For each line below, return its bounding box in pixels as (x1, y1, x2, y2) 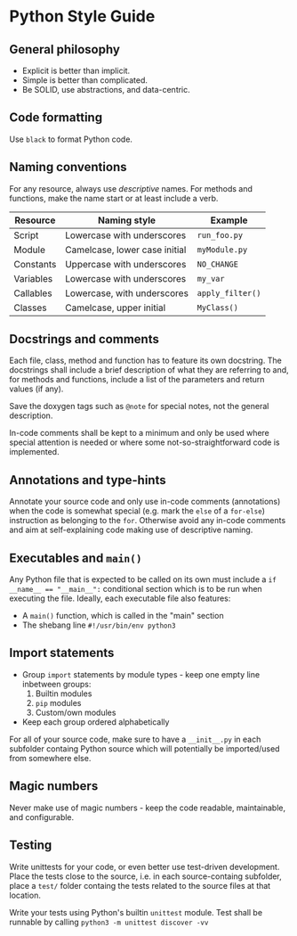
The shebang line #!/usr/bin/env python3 (21, 620, 176, 630)
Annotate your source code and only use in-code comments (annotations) (9, 497, 281, 507)
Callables (13, 287, 52, 300)
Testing (9, 838, 52, 853)
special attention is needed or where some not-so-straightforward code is (9, 437, 280, 447)
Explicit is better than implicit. (21, 65, 131, 76)
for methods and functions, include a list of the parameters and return (9, 374, 265, 385)
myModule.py (197, 244, 248, 255)
